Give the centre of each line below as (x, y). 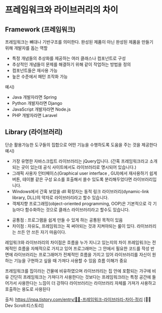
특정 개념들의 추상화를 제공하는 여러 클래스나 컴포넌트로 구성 (69, 58)
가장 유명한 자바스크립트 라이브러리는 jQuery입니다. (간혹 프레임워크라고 (80, 161)
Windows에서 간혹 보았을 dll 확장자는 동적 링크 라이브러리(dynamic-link (80, 191)
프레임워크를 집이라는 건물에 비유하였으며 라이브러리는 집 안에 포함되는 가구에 (78, 271)
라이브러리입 (145, 179)
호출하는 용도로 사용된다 (28, 289)
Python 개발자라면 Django (37, 103)
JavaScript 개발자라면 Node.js (41, 109)
